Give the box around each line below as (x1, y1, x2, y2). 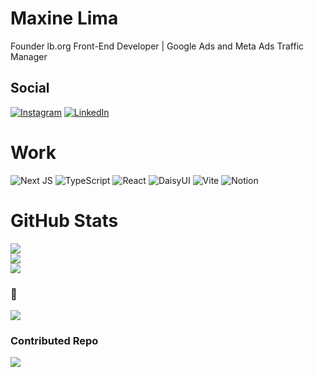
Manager (10, 50, 48, 62)
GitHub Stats (10, 209, 119, 232)
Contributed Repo (10, 333, 99, 347)
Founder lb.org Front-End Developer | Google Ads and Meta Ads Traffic (10, 40, 305, 52)
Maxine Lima (10, 7, 119, 30)
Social (10, 80, 50, 97)
